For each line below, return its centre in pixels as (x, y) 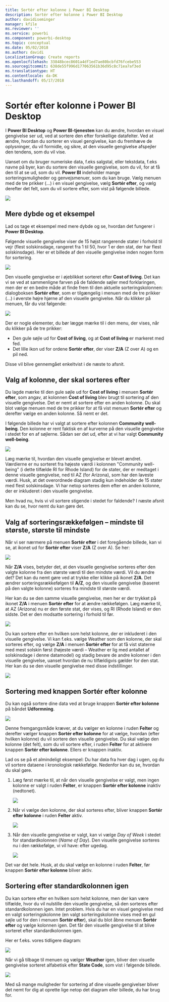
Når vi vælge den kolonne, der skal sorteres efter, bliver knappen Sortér (87, 810)
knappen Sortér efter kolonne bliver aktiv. (49, 870)
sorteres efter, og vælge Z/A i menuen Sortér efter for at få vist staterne (80, 644)
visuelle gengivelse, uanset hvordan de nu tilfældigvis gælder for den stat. (82, 660)
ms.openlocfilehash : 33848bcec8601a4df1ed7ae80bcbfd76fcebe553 (73, 62)
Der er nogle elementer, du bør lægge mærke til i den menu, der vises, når (82, 323)
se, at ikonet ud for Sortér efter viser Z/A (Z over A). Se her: (68, 548)
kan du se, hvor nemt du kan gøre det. (45, 506)
